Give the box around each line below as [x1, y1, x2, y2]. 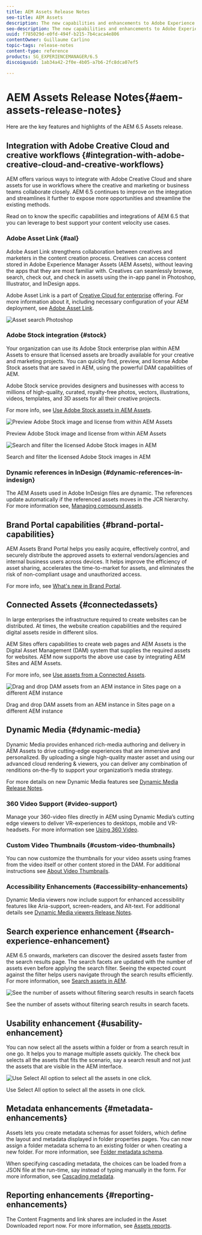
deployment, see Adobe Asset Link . [6, 304, 94, 311]
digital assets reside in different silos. [6, 628, 99, 636]
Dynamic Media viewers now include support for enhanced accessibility [6, 896, 185, 904]
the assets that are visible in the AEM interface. [6, 1063, 123, 1070]
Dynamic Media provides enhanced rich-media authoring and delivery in [6, 740, 186, 748]
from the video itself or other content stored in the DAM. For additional [6, 861, 180, 868]
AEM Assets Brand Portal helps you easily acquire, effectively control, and [6, 545, 190, 552]
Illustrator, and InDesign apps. [6, 280, 81, 287]
